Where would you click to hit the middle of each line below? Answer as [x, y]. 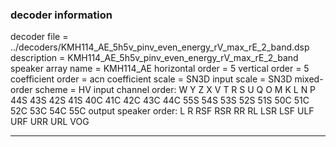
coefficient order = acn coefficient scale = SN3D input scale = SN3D [151, 79]
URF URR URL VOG [50, 122]
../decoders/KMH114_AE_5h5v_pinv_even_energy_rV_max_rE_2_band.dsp [160, 47]
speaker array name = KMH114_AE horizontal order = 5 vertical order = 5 [160, 69]
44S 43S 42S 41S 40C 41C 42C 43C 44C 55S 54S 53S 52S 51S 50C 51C [160, 100]
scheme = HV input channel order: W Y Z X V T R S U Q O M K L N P [175, 90]
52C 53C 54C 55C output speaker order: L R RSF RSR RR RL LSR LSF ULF [162, 111]
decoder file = [39, 37]
